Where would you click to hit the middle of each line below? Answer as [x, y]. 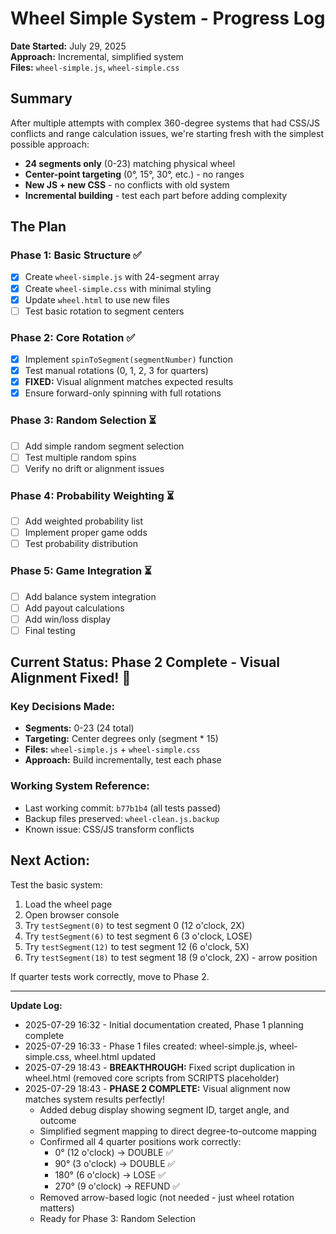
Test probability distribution [81, 544]
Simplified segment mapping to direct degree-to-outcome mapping [178, 1131]
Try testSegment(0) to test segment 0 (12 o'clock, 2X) [135, 925]
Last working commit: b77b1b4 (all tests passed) [123, 808]
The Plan [38, 227]
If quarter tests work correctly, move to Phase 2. [110, 976]
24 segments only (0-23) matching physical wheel [130, 163]
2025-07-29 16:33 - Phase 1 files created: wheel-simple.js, [145, 1046]
